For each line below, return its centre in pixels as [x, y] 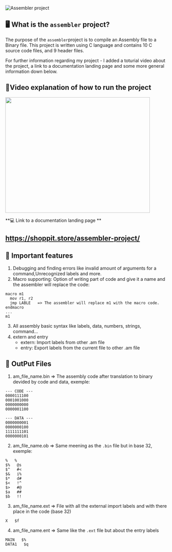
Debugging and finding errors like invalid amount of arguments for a [84, 268]
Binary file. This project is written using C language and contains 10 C [79, 45]
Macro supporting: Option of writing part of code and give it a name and [89, 279]
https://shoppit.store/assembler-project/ [73, 239]
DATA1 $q [17, 544]
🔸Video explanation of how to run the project [78, 88]
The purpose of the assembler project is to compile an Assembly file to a [81, 40]
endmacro [15, 307]
